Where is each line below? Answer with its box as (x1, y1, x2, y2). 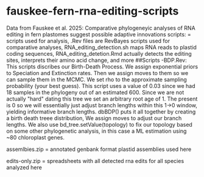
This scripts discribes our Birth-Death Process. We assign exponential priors (6, 62, 199, 70)
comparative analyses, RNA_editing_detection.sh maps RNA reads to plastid (6, 44, 197, 51)
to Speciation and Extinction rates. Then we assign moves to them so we (6, 69, 189, 76)
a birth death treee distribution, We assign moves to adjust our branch (6, 114, 182, 122)
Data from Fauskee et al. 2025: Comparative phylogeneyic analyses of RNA (6, 24, 196, 32)
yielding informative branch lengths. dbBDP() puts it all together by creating (6, 108, 196, 115)
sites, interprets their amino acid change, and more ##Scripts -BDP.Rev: (6, 56, 187, 64)
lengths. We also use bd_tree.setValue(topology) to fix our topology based (6, 121, 193, 128)
